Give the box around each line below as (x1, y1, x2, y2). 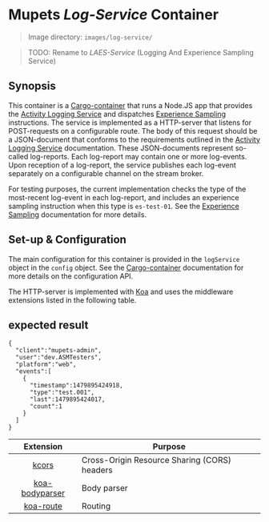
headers (81, 464, 114, 476)
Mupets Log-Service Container (8, 6, 219, 24)
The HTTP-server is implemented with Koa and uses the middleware (8, 287, 234, 296)
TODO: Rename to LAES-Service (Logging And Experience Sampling (27, 47, 255, 57)
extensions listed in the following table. (8, 295, 137, 305)
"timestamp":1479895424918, (29, 382, 124, 390)
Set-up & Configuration (8, 233, 126, 247)
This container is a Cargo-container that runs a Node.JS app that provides (8, 100, 253, 110)
